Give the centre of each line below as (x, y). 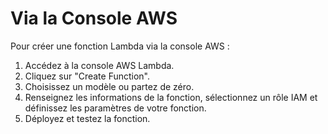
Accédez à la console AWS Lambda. (99, 65)
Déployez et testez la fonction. (87, 118)
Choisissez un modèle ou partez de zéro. (109, 86)
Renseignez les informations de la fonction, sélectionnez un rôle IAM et (171, 97)
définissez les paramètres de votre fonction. (115, 108)
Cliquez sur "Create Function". (87, 76)
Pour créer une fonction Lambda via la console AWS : (120, 46)
